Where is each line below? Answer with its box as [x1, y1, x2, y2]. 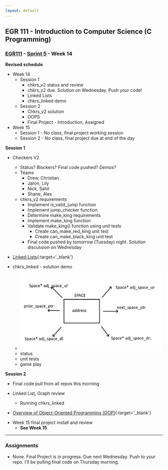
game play [19, 361, 41, 367]
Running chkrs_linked [19, 400, 64, 406]
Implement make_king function [27, 218, 91, 224]
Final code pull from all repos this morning [12, 381, 99, 387]
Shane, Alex [27, 191, 52, 197]
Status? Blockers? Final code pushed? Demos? [19, 165, 116, 171]
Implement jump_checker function [27, 207, 98, 213]
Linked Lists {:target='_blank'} [12, 254, 73, 260]
